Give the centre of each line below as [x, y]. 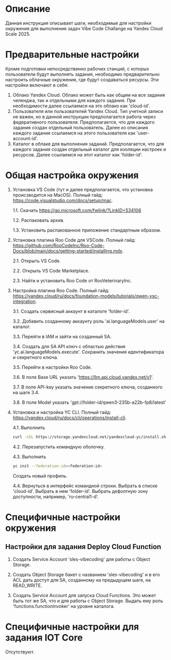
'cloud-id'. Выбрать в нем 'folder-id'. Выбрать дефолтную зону [80, 491]
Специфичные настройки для [72, 627]
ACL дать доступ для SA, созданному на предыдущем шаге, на [82, 580]
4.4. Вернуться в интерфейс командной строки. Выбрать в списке [85, 486]
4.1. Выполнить [29, 427]
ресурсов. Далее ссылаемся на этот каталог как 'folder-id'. [78, 154]
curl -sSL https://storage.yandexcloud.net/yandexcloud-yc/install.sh [89, 437]
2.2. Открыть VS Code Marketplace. [51, 270]
